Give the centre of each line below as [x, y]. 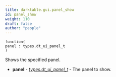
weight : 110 [17, 19]
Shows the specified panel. [33, 60]
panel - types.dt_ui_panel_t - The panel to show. [62, 70]
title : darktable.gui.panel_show [40, 10]
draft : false [19, 24]
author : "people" [23, 28]
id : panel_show [21, 14]
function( [15, 42]
